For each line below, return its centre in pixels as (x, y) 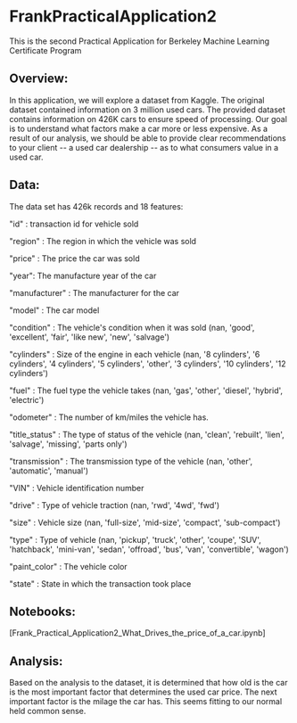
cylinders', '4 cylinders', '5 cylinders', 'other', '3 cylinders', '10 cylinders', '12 (148, 364)
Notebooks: (42, 611)
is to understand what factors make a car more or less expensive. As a (139, 128)
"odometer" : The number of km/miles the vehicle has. (109, 417)
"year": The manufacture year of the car (83, 275)
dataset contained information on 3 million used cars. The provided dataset (147, 110)
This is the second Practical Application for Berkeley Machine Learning (140, 41)
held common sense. (48, 711)
